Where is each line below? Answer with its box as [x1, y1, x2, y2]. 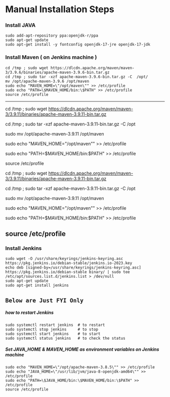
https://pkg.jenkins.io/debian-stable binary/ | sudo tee [5, 270, 130, 275]
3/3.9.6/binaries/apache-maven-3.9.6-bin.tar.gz [5, 70, 110, 75]
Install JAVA [5, 22, 36, 29]
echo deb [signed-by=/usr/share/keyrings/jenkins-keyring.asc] [5, 265, 142, 270]
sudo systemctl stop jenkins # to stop [5, 326, 99, 332]
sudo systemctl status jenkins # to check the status [5, 336, 125, 341]
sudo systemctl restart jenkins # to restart [5, 322, 105, 327]
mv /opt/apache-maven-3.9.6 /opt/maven [5, 79, 90, 84]
